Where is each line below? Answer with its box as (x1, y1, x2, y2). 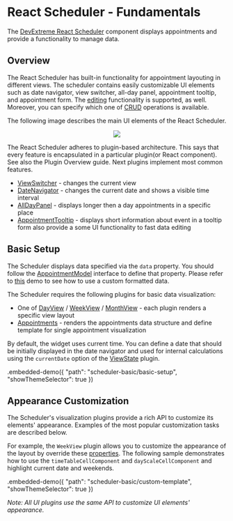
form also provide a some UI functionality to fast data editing (17, 223, 191, 231)
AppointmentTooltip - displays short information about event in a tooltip (17, 215, 223, 224)
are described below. (7, 428, 67, 437)
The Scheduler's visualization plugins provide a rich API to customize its (7, 414, 214, 422)
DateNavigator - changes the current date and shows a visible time (17, 186, 210, 194)
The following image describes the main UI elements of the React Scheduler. (7, 116, 227, 125)
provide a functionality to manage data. (7, 34, 120, 42)
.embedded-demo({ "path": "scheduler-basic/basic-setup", (7, 367, 177, 376)
